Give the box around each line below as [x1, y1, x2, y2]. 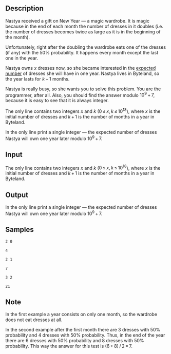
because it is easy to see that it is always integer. [5, 97, 109, 104]
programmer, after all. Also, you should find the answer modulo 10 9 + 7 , [5, 91, 155, 98]
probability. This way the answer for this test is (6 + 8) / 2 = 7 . [5, 343, 132, 349]
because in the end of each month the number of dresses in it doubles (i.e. [5, 23, 163, 29]
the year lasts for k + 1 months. [5, 75, 70, 82]
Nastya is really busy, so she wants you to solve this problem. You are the [5, 86, 161, 92]
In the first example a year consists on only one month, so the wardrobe [5, 311, 158, 318]
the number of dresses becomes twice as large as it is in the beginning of [5, 28, 161, 35]
